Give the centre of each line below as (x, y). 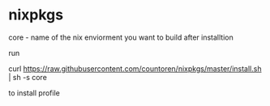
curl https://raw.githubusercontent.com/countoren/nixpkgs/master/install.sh (135, 68)
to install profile (34, 93)
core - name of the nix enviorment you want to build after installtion (121, 37)
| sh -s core (28, 77)
